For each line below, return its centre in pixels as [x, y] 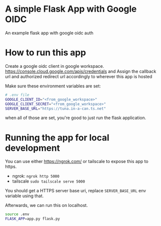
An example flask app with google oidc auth [49, 33]
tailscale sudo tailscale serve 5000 [48, 181]
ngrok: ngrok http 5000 [36, 176]
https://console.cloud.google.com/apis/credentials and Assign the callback [81, 71]
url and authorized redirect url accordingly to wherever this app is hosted [79, 76]
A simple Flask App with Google [71, 9]
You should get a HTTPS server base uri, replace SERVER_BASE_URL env [76, 191]
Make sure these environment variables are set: [53, 86]
